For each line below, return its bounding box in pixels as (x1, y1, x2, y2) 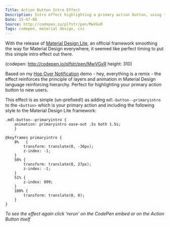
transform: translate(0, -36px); (23, 144, 94, 149)
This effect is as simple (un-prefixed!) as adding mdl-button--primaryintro (5, 97, 161, 103)
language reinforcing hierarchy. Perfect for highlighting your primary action (5, 82, 162, 88)
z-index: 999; (23, 180, 53, 185)
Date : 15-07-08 (5, 17, 37, 22)
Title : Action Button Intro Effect (5, 7, 80, 13)
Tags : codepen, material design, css (5, 26, 85, 31)
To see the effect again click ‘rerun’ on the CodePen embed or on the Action (5, 211, 164, 217)
